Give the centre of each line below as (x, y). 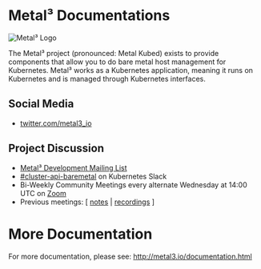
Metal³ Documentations (89, 16)
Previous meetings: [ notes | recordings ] (87, 202)
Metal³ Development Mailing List (73, 167)
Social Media (41, 104)
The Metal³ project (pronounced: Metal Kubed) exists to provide (114, 53)
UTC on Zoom (43, 193)
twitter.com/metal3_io (56, 123)
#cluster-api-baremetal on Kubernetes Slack (93, 176)
